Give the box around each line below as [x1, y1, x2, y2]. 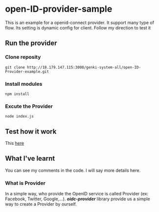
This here [5, 141, 24, 146]
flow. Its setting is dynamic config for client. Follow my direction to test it [5, 24, 151, 30]
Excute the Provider [5, 103, 53, 110]
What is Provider [5, 180, 45, 187]
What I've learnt [5, 154, 55, 163]
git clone [5, 65, 25, 70]
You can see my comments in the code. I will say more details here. [5, 167, 141, 173]
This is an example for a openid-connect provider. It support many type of [5, 20, 154, 25]
